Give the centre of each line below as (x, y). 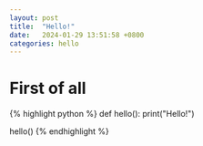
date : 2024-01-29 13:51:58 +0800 (77, 35)
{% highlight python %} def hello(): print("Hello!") (102, 114)
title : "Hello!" (42, 26)
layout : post (34, 18)
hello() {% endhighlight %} (59, 131)
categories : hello (44, 43)
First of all (48, 89)
